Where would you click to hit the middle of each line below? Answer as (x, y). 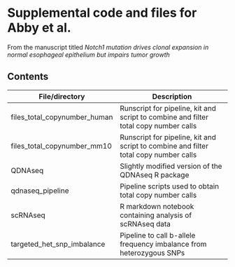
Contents (28, 77)
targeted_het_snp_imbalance (58, 244)
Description (172, 96)
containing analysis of (156, 215)
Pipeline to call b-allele (158, 235)
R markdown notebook (157, 206)
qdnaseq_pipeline (40, 191)
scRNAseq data (145, 224)
